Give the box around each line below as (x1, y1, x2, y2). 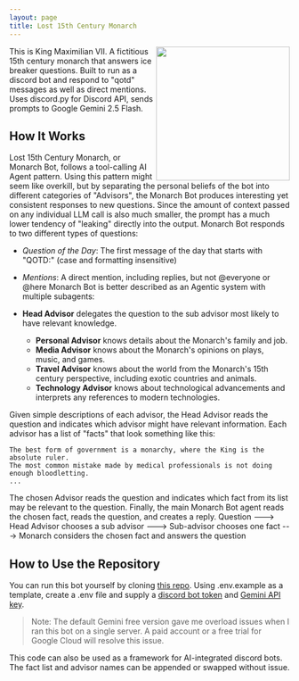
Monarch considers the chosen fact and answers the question (19, 530, 246, 541)
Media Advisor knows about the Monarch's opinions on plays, (35, 345, 264, 355)
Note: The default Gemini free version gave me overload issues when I (30, 617, 290, 627)
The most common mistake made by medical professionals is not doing (9, 461, 273, 470)
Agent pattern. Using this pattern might (9, 171, 153, 182)
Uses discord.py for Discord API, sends (9, 93, 154, 104)
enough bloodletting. (9, 469, 90, 478)
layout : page (9, 12, 58, 22)
